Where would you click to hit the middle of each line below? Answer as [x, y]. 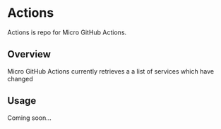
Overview [29, 54]
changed [20, 79]
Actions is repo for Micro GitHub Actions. [67, 32]
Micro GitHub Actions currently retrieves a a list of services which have [110, 71]
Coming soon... [29, 118]
